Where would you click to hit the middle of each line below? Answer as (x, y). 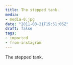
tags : (11, 33)
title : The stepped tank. (32, 10)
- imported (17, 38)
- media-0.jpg (20, 19)
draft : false (19, 29)
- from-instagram (23, 43)
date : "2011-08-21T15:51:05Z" (37, 24)
